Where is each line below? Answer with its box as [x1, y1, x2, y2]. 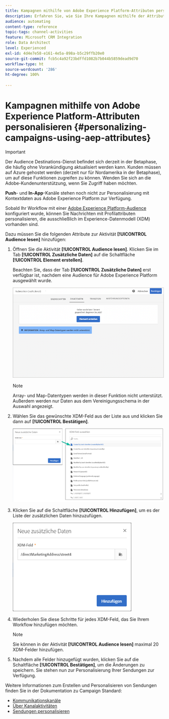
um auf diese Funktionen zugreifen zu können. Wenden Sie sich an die [5, 174, 151, 181]
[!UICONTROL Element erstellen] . [12, 257, 84, 263]
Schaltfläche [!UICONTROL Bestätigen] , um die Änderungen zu [12, 662, 145, 668]
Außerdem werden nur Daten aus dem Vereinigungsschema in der [12, 398, 150, 404]
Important [5, 149, 26, 155]
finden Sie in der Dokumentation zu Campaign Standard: [5, 688, 122, 694]
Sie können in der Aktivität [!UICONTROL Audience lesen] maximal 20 [12, 641, 159, 647]
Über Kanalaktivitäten [12, 703, 58, 709]
